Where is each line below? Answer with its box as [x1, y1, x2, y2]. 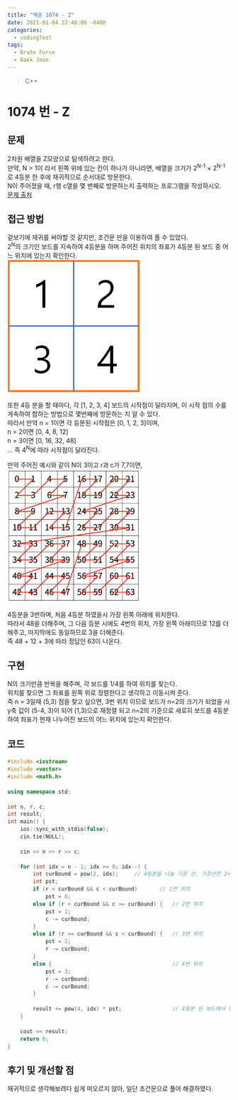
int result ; [7, 810, 42, 818]
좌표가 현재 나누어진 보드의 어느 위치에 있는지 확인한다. [20, 715, 172, 724]
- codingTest [13, 34, 52, 41]
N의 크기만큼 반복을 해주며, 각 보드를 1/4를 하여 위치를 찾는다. [7, 680, 177, 688]
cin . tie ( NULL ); [20, 833, 65, 841]
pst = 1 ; [45, 908, 72, 915]
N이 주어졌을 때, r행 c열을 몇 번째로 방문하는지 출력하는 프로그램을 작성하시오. [7, 181, 222, 190]
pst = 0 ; [45, 893, 72, 900]
